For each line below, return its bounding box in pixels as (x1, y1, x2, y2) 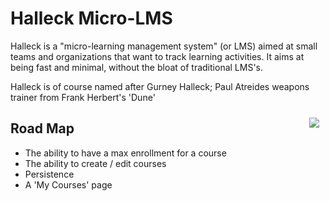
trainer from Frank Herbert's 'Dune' (10, 91, 156, 103)
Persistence (24, 168, 75, 180)
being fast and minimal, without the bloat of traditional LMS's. (10, 61, 264, 73)
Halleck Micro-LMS (10, 7, 173, 30)
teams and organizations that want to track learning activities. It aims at (10, 50, 305, 62)
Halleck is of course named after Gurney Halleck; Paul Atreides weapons (10, 80, 310, 92)
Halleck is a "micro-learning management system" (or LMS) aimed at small (10, 40, 318, 52)
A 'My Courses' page (24, 178, 113, 191)
